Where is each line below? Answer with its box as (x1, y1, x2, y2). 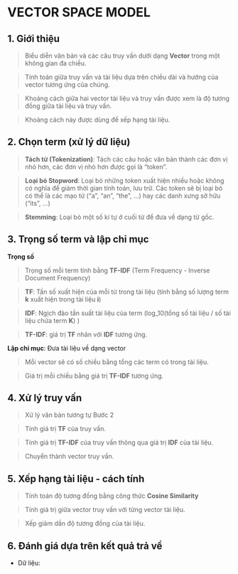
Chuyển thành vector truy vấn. (24, 452, 114, 461)
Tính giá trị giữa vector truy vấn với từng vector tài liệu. (24, 506, 186, 514)
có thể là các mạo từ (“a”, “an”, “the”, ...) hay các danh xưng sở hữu (24, 191, 221, 200)
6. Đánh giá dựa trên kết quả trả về (7, 540, 163, 552)
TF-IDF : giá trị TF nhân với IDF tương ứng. (24, 330, 148, 339)
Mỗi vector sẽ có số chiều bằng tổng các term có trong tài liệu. (24, 357, 210, 366)
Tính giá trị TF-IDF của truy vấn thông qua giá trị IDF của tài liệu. (24, 438, 214, 447)
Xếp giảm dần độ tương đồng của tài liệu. (24, 519, 146, 528)
